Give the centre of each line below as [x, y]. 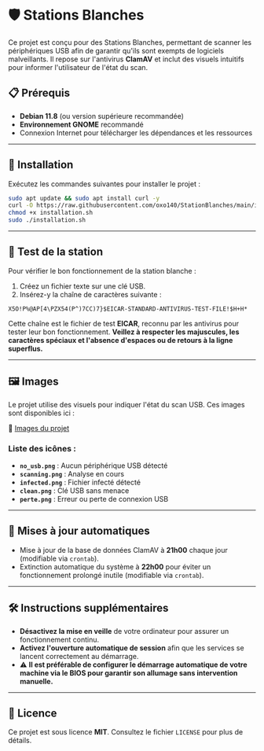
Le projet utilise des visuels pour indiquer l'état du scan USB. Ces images [126, 404]
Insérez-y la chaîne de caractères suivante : [90, 294]
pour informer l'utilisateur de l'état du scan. [78, 67]
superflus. [26, 348]
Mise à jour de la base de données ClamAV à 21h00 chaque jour [123, 550]
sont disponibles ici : [41, 413]
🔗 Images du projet [39, 428]
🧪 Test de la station [56, 252]
